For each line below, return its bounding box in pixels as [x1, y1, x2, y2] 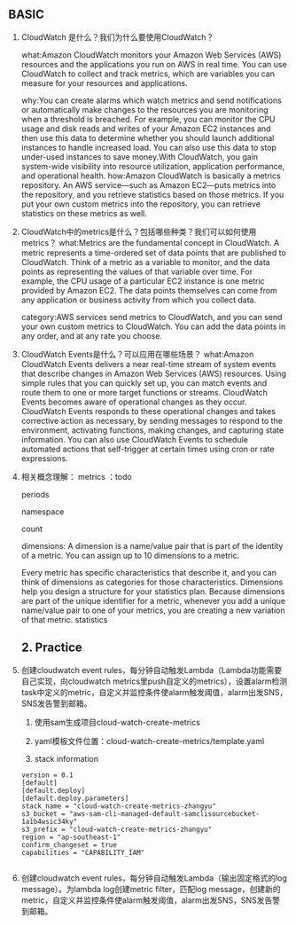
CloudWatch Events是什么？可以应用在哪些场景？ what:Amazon [20, 349, 254, 359]
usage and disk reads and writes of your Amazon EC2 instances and [20, 123, 271, 134]
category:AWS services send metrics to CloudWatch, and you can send [20, 311, 283, 322]
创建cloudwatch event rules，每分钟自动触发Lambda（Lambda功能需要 [20, 664, 283, 675]
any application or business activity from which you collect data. [20, 294, 257, 305]
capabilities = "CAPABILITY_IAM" [20, 848, 145, 857]
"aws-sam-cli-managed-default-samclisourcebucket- [68, 809, 261, 819]
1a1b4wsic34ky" [20, 817, 78, 826]
